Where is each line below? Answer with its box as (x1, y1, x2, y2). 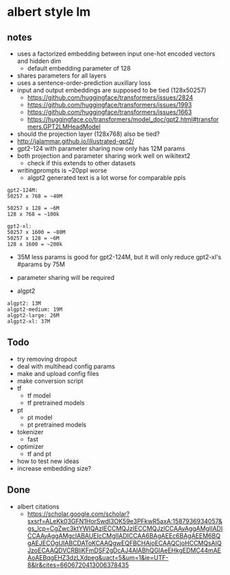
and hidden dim (16, 57, 62, 65)
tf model (27, 391, 51, 399)
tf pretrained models (27, 399, 85, 407)
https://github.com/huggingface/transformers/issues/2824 (27, 93, 194, 102)
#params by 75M (16, 260, 65, 268)
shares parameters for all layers (16, 71, 107, 80)
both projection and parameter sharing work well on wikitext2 (16, 152, 191, 160)
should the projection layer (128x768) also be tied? (16, 130, 160, 138)
